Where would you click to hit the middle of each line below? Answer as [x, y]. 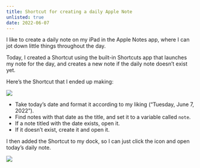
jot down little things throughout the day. [56, 46]
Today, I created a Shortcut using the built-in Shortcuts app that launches [97, 58]
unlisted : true [25, 17]
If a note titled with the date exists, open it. [67, 123]
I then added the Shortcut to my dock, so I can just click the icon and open [98, 141]
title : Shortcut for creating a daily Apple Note [69, 12]
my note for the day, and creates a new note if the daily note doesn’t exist [97, 64]
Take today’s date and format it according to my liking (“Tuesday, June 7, [104, 104]
